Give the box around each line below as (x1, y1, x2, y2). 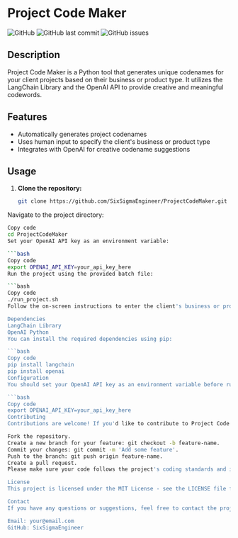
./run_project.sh (7, 296, 59, 303)
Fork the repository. (7, 433, 72, 440)
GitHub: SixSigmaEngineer (7, 524, 84, 531)
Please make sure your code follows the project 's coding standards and (7, 466, 227, 473)
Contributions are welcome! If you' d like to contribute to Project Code (7, 420, 230, 427)
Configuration (7, 374, 50, 381)
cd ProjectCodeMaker (7, 231, 69, 238)
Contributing (7, 413, 46, 421)
